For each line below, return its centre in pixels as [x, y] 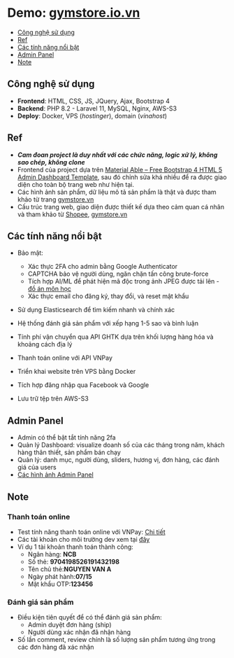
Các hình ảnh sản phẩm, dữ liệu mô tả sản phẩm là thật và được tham [117, 192]
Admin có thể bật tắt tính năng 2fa [67, 437]
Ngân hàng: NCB [52, 554]
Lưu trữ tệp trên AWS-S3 [53, 399]
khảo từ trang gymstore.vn [56, 199]
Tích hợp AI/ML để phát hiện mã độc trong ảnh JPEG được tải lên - [124, 281]
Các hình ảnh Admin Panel [56, 475]
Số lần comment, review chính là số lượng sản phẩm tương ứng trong [116, 640]
